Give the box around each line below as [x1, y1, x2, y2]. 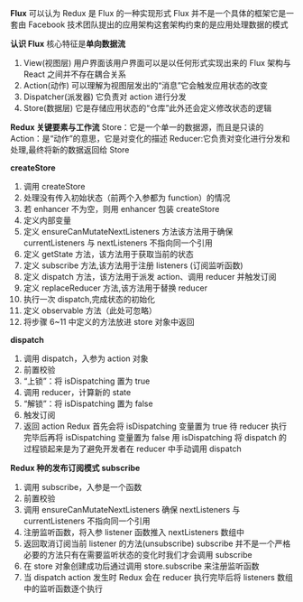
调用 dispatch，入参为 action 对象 [23, 353, 149, 364]
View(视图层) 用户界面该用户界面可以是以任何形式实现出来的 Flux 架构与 [23, 58, 291, 68]
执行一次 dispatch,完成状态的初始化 [23, 294, 156, 304]
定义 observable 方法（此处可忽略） [23, 305, 157, 316]
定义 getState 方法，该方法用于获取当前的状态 [23, 249, 195, 259]
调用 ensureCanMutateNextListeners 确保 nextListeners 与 [23, 505, 241, 514]
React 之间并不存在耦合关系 [23, 69, 127, 79]
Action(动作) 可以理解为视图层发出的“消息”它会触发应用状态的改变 [23, 80, 269, 90]
